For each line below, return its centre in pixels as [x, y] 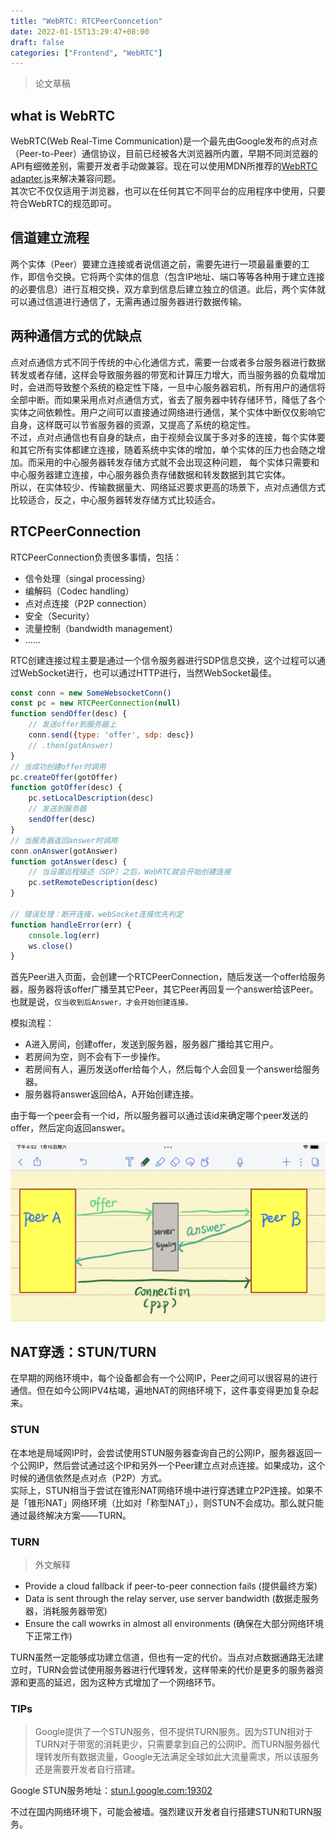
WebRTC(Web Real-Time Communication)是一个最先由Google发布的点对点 [164, 141]
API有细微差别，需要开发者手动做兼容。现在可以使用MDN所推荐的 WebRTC [164, 166]
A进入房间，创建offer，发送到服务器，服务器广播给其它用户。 [151, 1044]
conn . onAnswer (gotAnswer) [64, 851]
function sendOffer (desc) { [69, 714]
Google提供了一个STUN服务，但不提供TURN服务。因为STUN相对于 [174, 1732]
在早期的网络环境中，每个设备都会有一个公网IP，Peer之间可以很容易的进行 [164, 1378]
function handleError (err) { [71, 925]
